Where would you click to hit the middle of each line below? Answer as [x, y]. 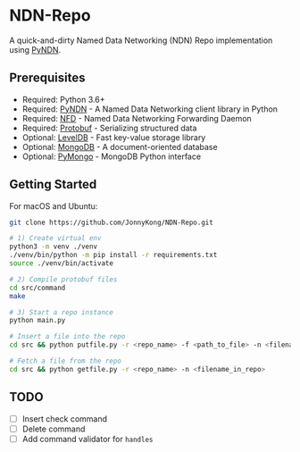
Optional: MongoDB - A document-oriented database [120, 146]
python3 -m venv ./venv [54, 247]
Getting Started [53, 184]
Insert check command [65, 419]
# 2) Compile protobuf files [63, 279]
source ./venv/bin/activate [62, 264]
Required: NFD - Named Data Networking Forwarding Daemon [137, 118]
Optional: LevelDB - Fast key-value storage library [114, 137]
